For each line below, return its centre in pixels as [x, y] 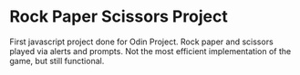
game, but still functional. [57, 61]
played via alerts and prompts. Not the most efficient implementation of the [150, 51]
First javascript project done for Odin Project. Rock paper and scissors [141, 42]
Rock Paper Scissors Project [119, 17]
